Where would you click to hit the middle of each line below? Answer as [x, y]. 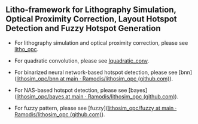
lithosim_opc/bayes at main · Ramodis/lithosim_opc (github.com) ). [98, 96]
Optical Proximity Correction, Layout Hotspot [91, 19]
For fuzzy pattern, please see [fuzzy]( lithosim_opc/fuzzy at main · [95, 108]
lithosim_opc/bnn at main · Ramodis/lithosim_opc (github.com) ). [95, 78]
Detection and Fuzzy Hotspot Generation [83, 28]
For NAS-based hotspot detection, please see [71, 90]
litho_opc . [26, 49]
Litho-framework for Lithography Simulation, [91, 10]
